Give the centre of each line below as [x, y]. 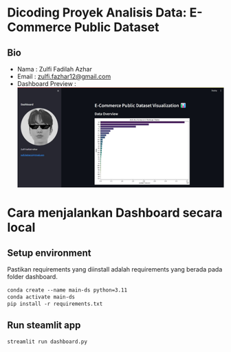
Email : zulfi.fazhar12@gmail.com [64, 76]
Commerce [40, 27]
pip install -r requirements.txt [55, 304]
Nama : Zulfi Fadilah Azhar [55, 69]
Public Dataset [117, 27]
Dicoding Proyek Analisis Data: [97, 13]
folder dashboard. [33, 277]
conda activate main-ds [41, 297]
